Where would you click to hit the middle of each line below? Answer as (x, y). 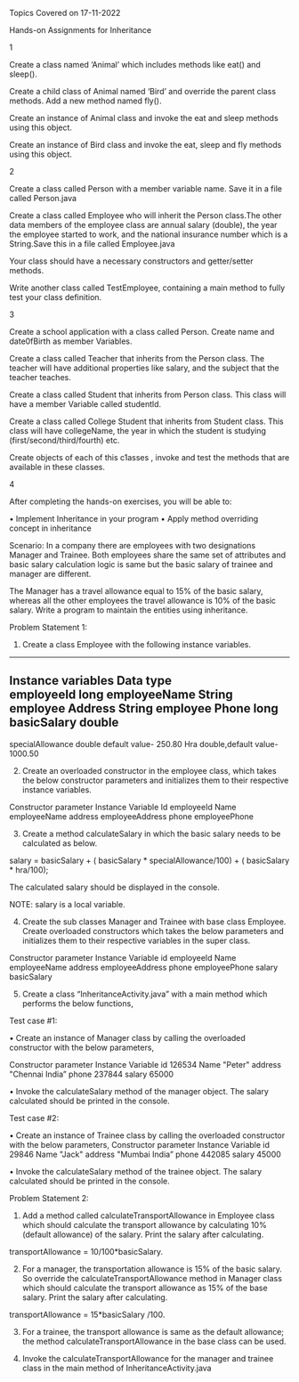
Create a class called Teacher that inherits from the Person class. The (137, 358)
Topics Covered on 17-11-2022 (65, 13)
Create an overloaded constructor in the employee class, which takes (149, 770)
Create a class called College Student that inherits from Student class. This (146, 421)
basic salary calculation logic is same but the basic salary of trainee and (141, 564)
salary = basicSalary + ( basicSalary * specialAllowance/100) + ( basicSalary (149, 860)
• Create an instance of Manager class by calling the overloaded (128, 1037)
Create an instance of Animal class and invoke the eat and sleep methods (144, 118)
